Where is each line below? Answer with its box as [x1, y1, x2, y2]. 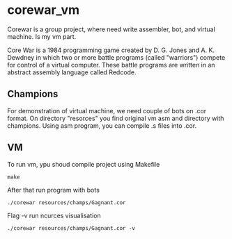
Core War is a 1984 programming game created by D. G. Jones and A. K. [7, 46, 215, 54]
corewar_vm [7, 2, 80, 18]
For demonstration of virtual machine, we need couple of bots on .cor [7, 106, 207, 115]
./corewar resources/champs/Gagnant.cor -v [7, 224, 136, 231]
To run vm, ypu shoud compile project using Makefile [7, 160, 160, 168]
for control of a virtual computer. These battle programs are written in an [7, 60, 215, 69]
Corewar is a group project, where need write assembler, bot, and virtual [7, 25, 216, 33]
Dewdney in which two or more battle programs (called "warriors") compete [7, 53, 226, 61]
